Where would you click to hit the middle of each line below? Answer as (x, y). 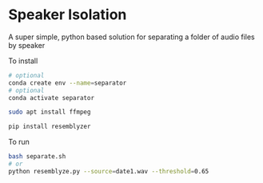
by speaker (27, 45)
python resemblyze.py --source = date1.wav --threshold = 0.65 (109, 171)
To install (23, 61)
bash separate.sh (37, 157)
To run (19, 142)
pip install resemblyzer (50, 127)
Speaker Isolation (68, 15)
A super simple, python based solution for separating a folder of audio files (131, 37)
